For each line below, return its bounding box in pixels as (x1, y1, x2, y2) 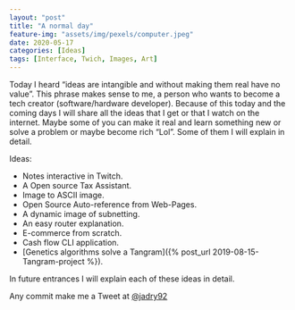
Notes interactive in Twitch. (21, 171, 123, 181)
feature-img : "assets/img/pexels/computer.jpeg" (9, 29, 194, 38)
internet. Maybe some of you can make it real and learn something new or (9, 117, 282, 128)
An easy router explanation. (21, 218, 124, 229)
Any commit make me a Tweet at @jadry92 (9, 291, 168, 301)
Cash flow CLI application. (21, 238, 119, 247)
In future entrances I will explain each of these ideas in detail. (9, 273, 235, 284)
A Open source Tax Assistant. (21, 180, 132, 190)
